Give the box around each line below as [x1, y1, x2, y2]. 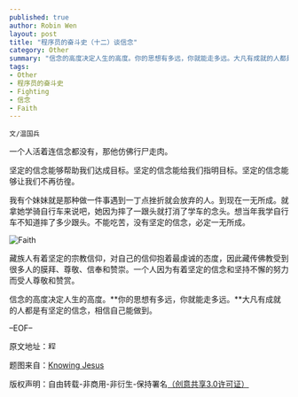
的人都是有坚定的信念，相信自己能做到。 [9, 305, 157, 315]
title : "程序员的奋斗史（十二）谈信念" [9, 37, 137, 47]
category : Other [9, 46, 69, 55]
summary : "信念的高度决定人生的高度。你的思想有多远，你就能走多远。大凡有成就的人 [9, 54, 280, 63]
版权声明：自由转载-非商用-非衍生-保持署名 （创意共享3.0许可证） [9, 378, 250, 390]
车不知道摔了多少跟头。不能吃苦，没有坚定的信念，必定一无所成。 [9, 217, 250, 228]
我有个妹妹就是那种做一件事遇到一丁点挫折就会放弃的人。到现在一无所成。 [9, 195, 281, 206]
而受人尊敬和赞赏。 [9, 276, 80, 286]
